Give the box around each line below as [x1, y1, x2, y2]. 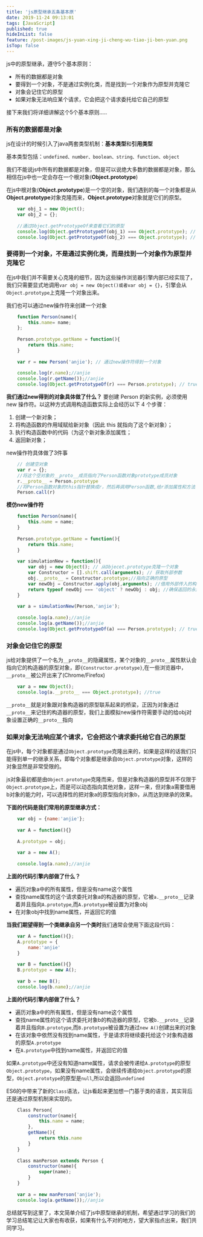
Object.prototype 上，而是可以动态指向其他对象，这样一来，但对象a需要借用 [6, 783, 196, 791]
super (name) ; [38, 1169, 71, 1175]
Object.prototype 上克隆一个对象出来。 [6, 288, 103, 296]
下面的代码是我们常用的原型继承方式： [6, 804, 101, 811]
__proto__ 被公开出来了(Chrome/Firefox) [6, 672, 106, 679]
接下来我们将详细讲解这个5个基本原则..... [6, 108, 108, 116]
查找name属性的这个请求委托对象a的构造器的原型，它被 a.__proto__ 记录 [14, 893, 195, 900]
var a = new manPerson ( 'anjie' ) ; [17, 1192, 101, 1198]
